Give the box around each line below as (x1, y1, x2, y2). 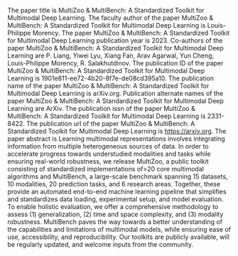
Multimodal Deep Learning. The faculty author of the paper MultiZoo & (7, 14, 214, 22)
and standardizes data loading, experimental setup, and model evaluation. (7, 195, 224, 203)
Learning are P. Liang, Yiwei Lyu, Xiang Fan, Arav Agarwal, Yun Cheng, (7, 51, 215, 60)
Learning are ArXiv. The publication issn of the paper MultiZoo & (7, 105, 195, 112)
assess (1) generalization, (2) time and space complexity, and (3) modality (7, 210, 224, 218)
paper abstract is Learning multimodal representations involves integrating (7, 134, 225, 143)
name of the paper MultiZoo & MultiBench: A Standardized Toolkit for (7, 82, 210, 90)
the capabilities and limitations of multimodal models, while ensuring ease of (7, 225, 232, 233)
